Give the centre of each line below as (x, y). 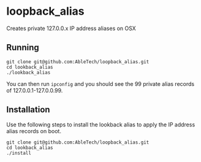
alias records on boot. (34, 131)
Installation (28, 110)
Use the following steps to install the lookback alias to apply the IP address (101, 125)
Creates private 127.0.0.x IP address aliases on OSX (71, 28)
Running (23, 48)
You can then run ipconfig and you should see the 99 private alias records (100, 83)
